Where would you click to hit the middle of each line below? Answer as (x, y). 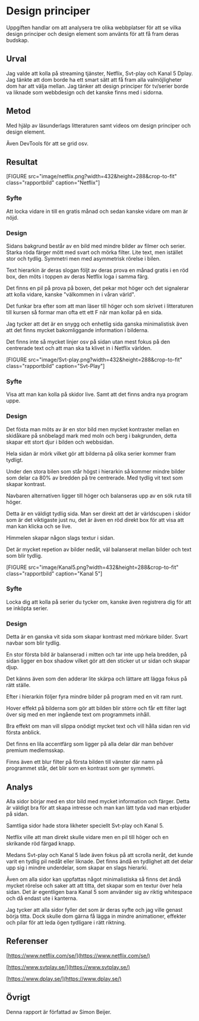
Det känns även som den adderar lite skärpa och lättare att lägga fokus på (97, 679)
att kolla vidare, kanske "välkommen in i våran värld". (71, 294)
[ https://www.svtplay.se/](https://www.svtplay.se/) (68, 967)
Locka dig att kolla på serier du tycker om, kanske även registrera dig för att (99, 602)
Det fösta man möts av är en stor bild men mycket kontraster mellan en (93, 429)
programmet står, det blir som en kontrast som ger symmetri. (81, 768)
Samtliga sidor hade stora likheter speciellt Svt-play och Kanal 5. (85, 825)
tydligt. (15, 460)
